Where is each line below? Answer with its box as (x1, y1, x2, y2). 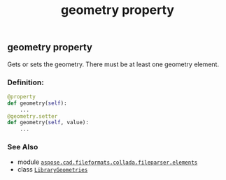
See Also (7, 142, 38, 152)
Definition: (7, 77, 44, 87)
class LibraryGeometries (17, 165, 88, 174)
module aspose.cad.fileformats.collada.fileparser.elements (17, 158, 198, 166)
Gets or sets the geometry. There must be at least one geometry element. (7, 60, 219, 68)
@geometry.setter (7, 112, 58, 120)
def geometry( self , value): (7, 119, 90, 126)
